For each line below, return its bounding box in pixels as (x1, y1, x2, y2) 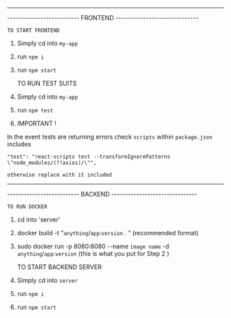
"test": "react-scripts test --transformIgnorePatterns (7, 153, 170, 160)
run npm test (16, 106, 54, 114)
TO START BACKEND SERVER (16, 263, 102, 271)
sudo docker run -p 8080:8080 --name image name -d (16, 242, 170, 250)
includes (7, 140, 32, 148)
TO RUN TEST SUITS (16, 79, 77, 87)
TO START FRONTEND (7, 27, 60, 34)
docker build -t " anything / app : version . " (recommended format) (16, 229, 199, 237)
